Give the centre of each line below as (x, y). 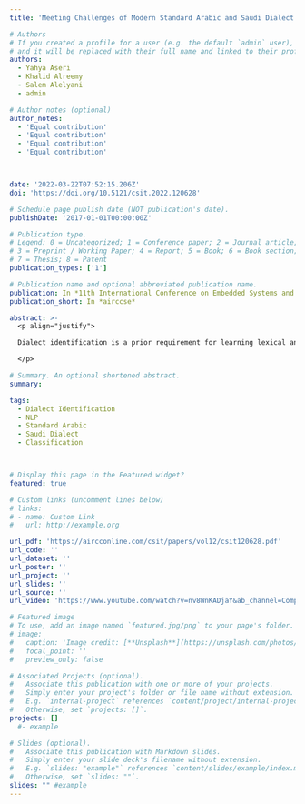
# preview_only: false (56, 659)
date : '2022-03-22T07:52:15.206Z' (75, 185)
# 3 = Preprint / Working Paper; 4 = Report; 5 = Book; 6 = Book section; (154, 251)
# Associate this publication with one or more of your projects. (142, 684)
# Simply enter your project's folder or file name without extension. (152, 693)
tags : (20, 400)
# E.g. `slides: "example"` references (89, 769)
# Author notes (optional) (60, 110)
